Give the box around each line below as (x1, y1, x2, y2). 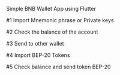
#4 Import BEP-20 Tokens (6, 52, 70, 59)
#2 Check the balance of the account (6, 28, 98, 35)
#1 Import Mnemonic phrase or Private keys (6, 17, 114, 23)
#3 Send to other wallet (6, 40, 64, 47)
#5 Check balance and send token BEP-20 (6, 63, 111, 70)
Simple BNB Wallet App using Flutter (6, 5, 96, 12)
